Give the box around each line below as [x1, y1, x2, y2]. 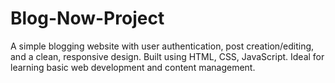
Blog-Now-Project [10, 7, 165, 30]
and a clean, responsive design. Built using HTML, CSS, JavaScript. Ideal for [10, 50, 325, 62]
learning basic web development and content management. [10, 61, 256, 73]
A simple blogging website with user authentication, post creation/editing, [10, 40, 315, 52]
